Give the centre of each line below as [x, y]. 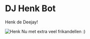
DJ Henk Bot [30, 9]
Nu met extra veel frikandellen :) [53, 31]
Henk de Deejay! [22, 22]
